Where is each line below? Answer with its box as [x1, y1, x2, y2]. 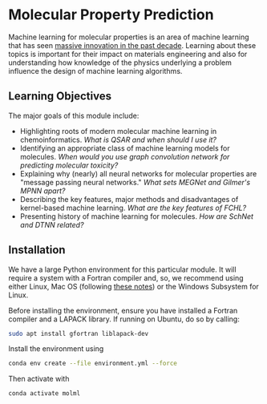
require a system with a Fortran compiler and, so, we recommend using [8, 273, 244, 282]
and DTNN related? [19, 220, 84, 229]
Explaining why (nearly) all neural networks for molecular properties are [19, 168, 257, 178]
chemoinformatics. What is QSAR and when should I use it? [19, 135, 217, 144]
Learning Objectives [8, 90, 112, 103]
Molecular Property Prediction [8, 6, 214, 24]
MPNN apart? [19, 186, 66, 196]
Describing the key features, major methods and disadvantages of [19, 194, 239, 204]
